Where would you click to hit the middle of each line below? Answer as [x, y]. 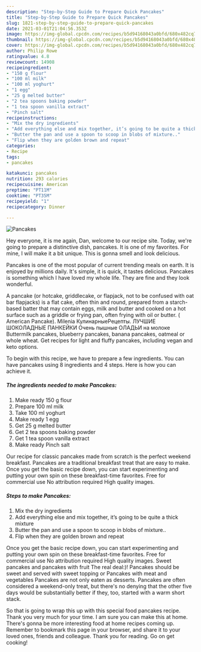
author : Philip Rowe [32, 51]
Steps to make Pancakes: [39, 495]
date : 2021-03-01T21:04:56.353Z [46, 29]
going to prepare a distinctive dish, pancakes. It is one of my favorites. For [98, 247]
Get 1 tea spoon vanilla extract [52, 438]
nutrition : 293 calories [37, 179]
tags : [13, 157]
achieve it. [19, 371]
